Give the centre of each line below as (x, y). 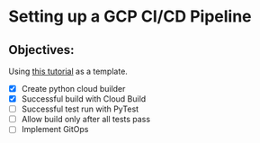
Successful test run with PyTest (80, 109)
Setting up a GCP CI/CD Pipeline (130, 17)
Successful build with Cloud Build (84, 99)
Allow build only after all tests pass (85, 120)
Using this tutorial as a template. (68, 71)
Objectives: (41, 50)
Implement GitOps (55, 130)
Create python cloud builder (73, 89)
